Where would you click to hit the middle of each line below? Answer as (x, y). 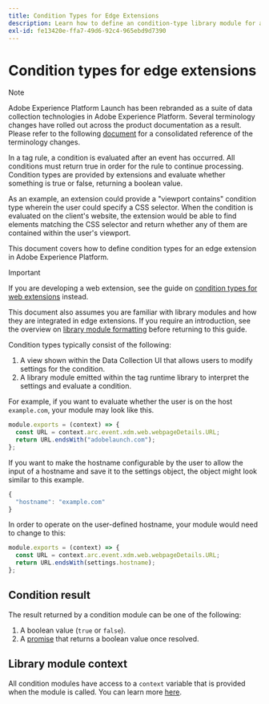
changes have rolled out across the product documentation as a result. (125, 125)
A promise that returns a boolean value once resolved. (109, 638)
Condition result (49, 595)
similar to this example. (46, 479)
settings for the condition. (62, 369)
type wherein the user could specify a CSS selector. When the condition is (131, 208)
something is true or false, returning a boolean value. (95, 183)
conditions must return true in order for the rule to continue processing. (126, 166)
